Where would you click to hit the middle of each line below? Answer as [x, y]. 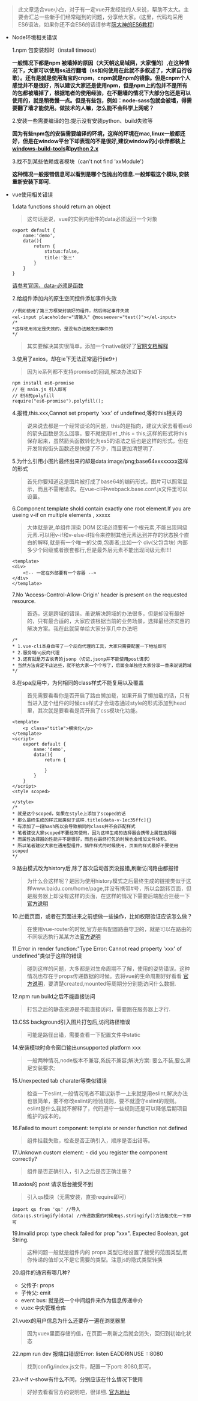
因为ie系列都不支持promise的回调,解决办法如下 [85, 372]
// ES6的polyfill [33, 396]
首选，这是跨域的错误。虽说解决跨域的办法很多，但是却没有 [100, 614]
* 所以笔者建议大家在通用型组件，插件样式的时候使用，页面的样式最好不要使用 [95, 846]
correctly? [24, 1159]
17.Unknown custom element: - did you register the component [90, 1152]
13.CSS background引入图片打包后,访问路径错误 [71, 1022]
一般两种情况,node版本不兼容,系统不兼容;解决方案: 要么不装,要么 [106, 1060]
